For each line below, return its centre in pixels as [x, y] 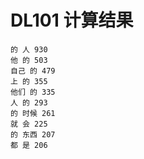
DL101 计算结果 [72, 20]
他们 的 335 [33, 92]
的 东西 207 [33, 134]
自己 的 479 [33, 71]
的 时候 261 [33, 113]
